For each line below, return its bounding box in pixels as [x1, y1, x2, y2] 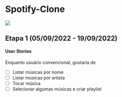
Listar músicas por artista [12, 74, 65, 80]
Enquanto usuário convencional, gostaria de [5, 59, 96, 65]
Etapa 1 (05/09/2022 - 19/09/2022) [5, 34, 117, 43]
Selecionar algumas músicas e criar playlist [12, 86, 102, 92]
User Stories [5, 48, 31, 54]
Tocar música [12, 80, 41, 86]
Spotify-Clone [5, 3, 65, 15]
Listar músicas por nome [12, 69, 64, 75]
